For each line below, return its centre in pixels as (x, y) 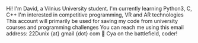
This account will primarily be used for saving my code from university (92, 21)
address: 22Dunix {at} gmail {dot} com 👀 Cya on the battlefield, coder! (92, 34)
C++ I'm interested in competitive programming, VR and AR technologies (95, 15)
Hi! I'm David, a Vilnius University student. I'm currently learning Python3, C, (99, 9)
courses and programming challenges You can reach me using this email (95, 27)
